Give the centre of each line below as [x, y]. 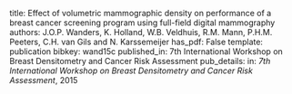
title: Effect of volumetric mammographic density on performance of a [141, 13]
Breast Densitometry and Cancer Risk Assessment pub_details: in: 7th [140, 61]
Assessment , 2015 [44, 80]
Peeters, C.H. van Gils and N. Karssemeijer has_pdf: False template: [136, 42]
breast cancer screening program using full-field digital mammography [142, 23]
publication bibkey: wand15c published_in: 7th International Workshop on [146, 52]
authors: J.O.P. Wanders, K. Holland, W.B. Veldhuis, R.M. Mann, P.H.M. [141, 32]
